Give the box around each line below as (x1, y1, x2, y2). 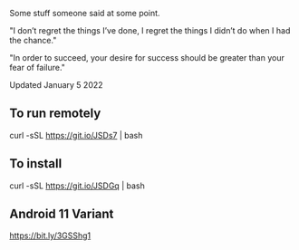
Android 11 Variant (9, 207, 114, 222)
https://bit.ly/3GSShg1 (9, 230, 92, 241)
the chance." (9, 35, 57, 45)
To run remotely (9, 106, 101, 121)
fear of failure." (9, 62, 66, 72)
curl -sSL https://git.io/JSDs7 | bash (9, 130, 143, 140)
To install (9, 156, 63, 171)
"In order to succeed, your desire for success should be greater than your (9, 53, 285, 62)
